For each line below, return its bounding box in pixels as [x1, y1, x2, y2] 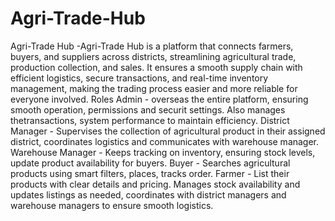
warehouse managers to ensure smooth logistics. [10, 199, 214, 211]
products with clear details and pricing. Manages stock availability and [10, 178, 301, 190]
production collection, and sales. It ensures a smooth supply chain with [10, 61, 303, 73]
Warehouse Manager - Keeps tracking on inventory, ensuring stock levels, [10, 146, 316, 158]
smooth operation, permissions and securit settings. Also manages [10, 103, 286, 116]
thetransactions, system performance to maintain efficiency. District [10, 114, 290, 126]
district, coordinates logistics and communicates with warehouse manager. [10, 135, 320, 147]
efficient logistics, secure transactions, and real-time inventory [10, 72, 269, 84]
